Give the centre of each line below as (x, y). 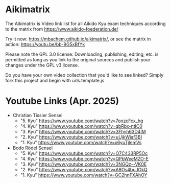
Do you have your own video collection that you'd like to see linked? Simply (84, 75)
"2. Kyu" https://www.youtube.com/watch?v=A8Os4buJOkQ (84, 169)
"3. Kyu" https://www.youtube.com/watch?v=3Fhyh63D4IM (83, 131)
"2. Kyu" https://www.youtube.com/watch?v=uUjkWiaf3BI (81, 137)
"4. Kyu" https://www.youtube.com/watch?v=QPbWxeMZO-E (84, 158)
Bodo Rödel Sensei (32, 148)
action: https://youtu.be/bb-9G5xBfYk (45, 44)
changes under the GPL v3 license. (42, 65)
